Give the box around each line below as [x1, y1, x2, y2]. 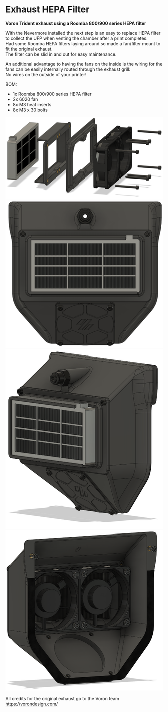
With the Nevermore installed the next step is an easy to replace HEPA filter [5, 30, 161, 36]
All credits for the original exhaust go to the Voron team [5, 696, 119, 702]
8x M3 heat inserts [12, 101, 52, 107]
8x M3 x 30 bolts [12, 107, 48, 113]
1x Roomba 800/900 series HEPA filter [12, 91, 92, 97]
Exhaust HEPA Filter [5, 4, 90, 15]
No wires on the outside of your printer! [5, 71, 87, 77]
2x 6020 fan [12, 96, 38, 102]
